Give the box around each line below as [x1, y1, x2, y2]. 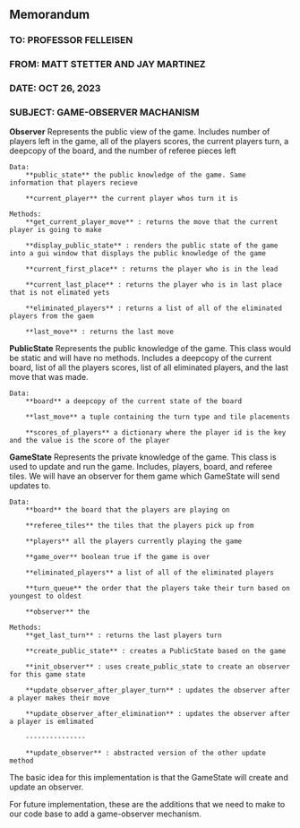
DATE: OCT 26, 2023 [9, 82, 101, 95]
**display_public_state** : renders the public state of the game [25, 241, 279, 250]
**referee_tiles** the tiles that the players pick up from [25, 522, 254, 530]
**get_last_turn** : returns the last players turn [25, 631, 222, 640]
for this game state [9, 670, 87, 679]
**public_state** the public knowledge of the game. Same [25, 170, 246, 180]
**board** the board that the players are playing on [25, 505, 230, 514]
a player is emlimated [9, 717, 94, 727]
